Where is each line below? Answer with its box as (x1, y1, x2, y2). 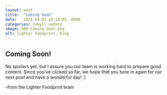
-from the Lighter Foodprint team (5, 84, 75, 90)
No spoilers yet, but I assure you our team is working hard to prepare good (5, 63, 161, 69)
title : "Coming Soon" (5, 12, 53, 17)
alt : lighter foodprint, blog (5, 31, 70, 36)
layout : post (5, 7, 33, 13)
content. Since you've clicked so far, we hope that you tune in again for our (5, 69, 162, 75)
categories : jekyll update (5, 21, 62, 27)
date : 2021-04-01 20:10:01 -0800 (5, 17, 81, 22)
